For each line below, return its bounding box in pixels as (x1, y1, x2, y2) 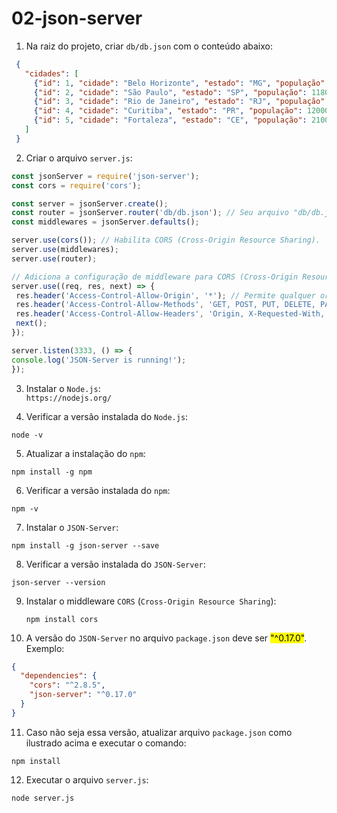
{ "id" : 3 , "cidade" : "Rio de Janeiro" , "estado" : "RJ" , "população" (33, 97, 326, 107)
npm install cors (25, 614, 99, 624)
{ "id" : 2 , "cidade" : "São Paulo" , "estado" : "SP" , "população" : (33, 87, 308, 97)
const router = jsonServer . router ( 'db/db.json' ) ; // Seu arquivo (11, 208, 289, 218)
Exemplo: (25, 642, 65, 654)
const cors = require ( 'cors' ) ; (11, 180, 142, 191)
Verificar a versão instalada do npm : (25, 484, 171, 496)
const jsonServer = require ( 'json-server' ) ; (11, 171, 200, 181)
